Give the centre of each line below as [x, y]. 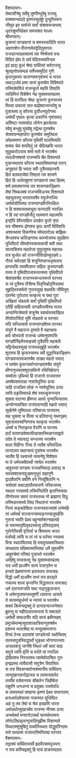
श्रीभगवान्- [13, 37]
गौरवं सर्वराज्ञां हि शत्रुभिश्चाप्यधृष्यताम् [34, 261]
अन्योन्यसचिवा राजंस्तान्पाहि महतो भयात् [36, 405]
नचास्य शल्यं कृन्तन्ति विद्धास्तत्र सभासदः [36, 583]
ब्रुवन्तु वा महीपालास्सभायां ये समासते [33, 612]
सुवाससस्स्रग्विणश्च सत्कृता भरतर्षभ [33, 422]
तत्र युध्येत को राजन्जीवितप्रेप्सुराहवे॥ [33, 255]
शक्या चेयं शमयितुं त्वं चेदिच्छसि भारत [34, 146]
